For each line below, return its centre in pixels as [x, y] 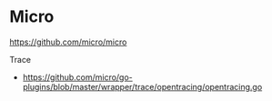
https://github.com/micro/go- [78, 77]
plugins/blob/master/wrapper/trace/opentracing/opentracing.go [142, 86]
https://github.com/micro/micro [68, 42]
